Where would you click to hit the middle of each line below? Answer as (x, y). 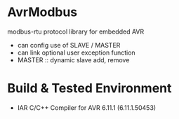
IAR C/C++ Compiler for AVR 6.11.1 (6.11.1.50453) (87, 107)
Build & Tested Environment (89, 89)
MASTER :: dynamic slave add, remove (73, 59)
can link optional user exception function (76, 52)
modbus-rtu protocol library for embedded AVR (76, 31)
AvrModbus (42, 12)
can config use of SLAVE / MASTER (69, 45)
